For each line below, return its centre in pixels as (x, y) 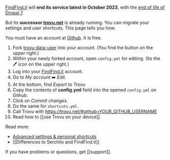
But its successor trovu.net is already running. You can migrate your (77, 23)
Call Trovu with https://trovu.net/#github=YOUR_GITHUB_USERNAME (85, 111)
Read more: (17, 127)
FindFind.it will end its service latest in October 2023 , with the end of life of (85, 7)
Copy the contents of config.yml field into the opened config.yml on (84, 90)
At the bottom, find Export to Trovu (49, 84)
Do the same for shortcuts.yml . (45, 106)
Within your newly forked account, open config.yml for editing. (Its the (86, 58)
